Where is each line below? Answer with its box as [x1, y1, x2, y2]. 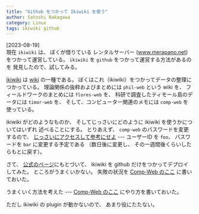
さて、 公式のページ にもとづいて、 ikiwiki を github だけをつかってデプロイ [6, 161, 189, 168]
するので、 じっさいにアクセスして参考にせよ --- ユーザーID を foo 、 [6, 133, 174, 140]
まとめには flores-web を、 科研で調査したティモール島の [47, 91, 188, 98]
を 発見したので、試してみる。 [6, 64, 80, 71]
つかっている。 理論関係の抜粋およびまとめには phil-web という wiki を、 [6, 84, 185, 91]
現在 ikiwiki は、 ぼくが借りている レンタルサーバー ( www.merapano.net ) [6, 49, 188, 56]
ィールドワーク [6, 91, 43, 98]
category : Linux [6, 20, 46, 26]
